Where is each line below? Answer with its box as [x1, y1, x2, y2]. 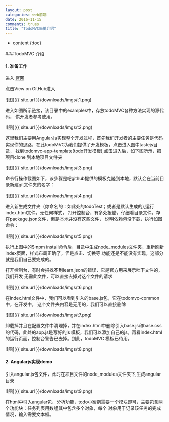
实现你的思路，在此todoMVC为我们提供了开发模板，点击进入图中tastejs [5, 142, 154, 148]
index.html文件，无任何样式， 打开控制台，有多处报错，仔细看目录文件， [5, 210, 156, 216]
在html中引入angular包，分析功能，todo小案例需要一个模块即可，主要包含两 [5, 399, 163, 405]
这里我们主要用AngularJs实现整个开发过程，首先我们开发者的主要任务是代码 [5, 135, 163, 142]
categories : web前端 [5, 12, 47, 17]
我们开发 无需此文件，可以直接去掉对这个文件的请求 [5, 273, 112, 279]
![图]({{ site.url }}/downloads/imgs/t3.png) [5, 165, 93, 171]
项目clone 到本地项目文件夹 [5, 154, 63, 160]
